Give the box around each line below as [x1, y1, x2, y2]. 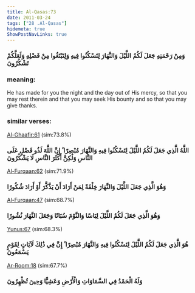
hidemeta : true [7, 25, 46, 32]
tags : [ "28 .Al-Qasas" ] [7, 20, 67, 26]
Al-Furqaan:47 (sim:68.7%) [7, 197, 75, 204]
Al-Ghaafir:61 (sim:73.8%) [7, 131, 72, 138]
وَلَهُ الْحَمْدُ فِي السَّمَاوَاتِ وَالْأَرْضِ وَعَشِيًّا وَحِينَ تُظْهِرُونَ [7, 277, 143, 285]
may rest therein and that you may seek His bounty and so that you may [7, 95, 187, 103]
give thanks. [7, 102, 38, 109]
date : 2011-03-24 [7, 15, 51, 21]
